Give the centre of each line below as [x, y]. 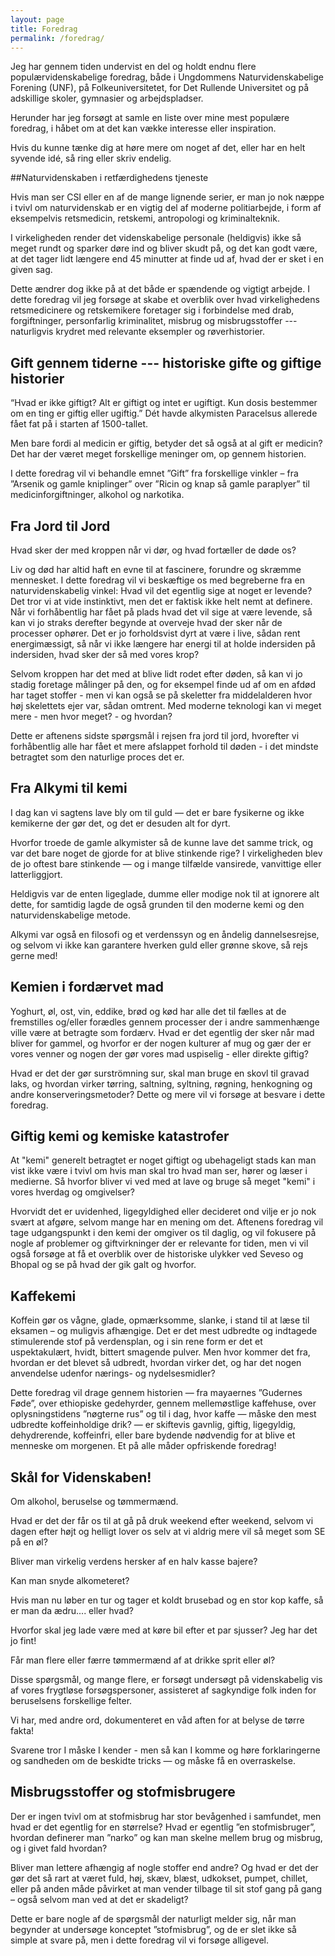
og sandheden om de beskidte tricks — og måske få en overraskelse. [153, 1761]
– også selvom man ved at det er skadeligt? [99, 1899]
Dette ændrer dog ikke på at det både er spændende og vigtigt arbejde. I [160, 289]
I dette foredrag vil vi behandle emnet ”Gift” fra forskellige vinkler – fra [154, 473]
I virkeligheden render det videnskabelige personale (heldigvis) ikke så [156, 238]
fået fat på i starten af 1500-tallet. [79, 424]
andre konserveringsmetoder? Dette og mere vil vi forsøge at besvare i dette [168, 1094]
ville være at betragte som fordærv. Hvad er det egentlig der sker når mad [162, 1032]
